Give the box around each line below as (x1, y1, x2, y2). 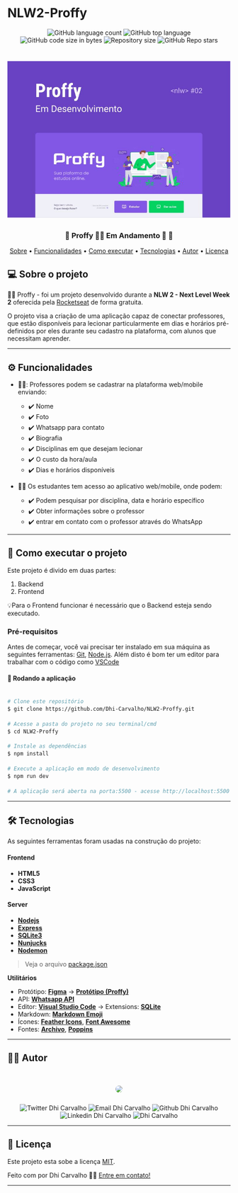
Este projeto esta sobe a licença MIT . (7, 1157, 115, 1165)
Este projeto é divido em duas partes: (7, 566, 117, 574)
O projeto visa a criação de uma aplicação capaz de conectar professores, (7, 312, 225, 320)
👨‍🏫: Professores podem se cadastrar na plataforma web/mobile (17, 380, 203, 389)
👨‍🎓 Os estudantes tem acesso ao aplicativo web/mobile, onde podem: (17, 481, 222, 490)
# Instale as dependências (7, 743, 87, 750)
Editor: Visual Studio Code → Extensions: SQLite (17, 1002, 161, 1010)
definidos (7, 327, 35, 336)
